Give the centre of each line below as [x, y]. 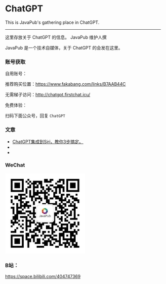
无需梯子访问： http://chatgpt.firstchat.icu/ [48, 95]
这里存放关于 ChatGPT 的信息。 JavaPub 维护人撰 [56, 37]
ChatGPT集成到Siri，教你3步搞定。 [48, 141]
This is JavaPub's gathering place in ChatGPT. [52, 22]
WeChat [15, 165]
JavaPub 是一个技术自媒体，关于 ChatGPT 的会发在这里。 [64, 48]
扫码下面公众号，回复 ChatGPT [35, 116]
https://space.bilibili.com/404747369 [43, 277]
